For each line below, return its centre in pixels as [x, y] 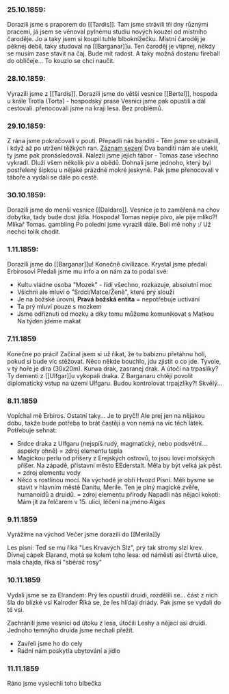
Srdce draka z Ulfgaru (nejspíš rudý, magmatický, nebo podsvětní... [112, 444]
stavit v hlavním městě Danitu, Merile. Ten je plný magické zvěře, [108, 487]
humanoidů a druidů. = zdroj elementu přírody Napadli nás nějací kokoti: [119, 495]
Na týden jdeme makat [49, 321]
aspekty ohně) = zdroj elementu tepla [70, 451]
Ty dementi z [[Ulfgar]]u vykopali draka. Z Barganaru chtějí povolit [100, 375]
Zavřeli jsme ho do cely [50, 643]
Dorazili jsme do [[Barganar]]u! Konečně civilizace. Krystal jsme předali [107, 264]
